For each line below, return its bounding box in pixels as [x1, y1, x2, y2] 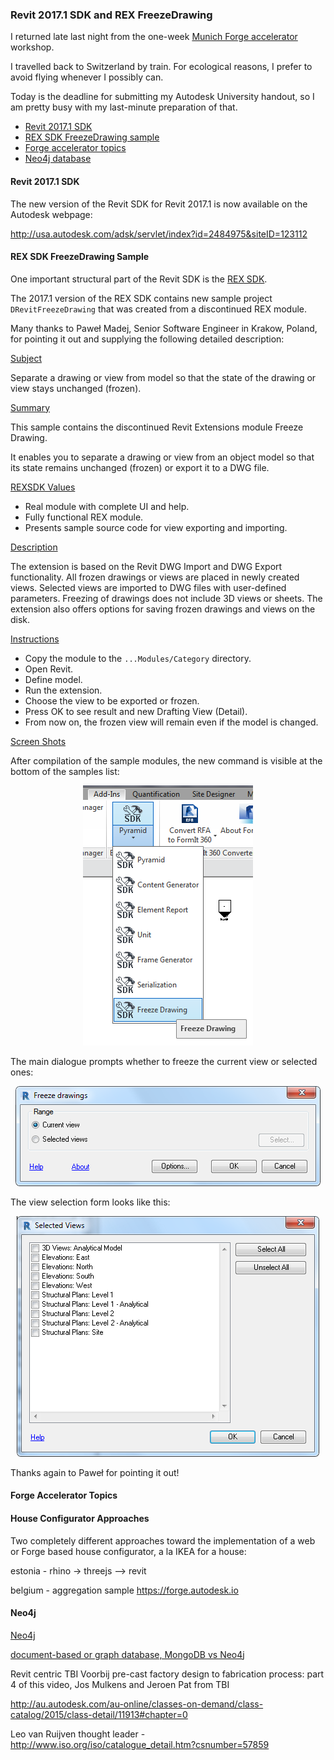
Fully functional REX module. [24, 511, 144, 523]
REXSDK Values [10, 481, 76, 493]
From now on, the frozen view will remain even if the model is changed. [24, 716, 319, 728]
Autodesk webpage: [10, 208, 93, 220]
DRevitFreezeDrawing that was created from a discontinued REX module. [10, 303, 307, 315]
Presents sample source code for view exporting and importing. [24, 521, 288, 533]
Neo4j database [24, 153, 92, 165]
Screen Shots [10, 735, 67, 747]
